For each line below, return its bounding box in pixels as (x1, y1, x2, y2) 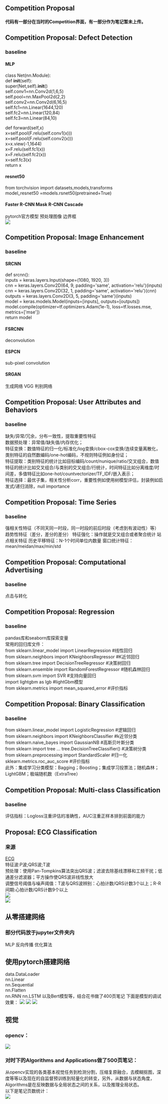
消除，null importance (24, 483, 70, 489)
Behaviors (5, 406, 38, 414)
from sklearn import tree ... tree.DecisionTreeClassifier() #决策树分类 (5, 746, 147, 752)
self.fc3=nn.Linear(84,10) (5, 115, 57, 121)
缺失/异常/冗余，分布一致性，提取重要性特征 (5, 433, 97, 439)
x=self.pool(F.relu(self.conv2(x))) (5, 135, 73, 141)
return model (5, 314, 32, 320)
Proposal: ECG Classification (5, 828, 97, 836)
